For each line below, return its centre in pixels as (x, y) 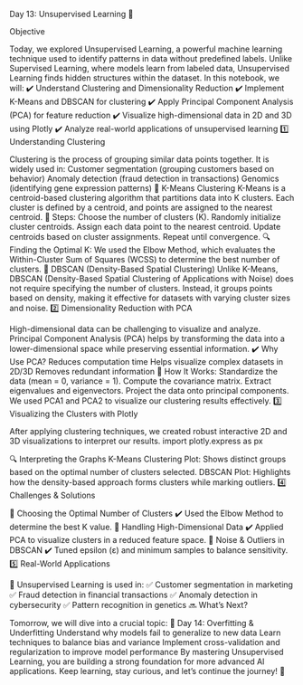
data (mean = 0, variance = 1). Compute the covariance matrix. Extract (140, 381)
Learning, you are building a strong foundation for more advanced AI (137, 661)
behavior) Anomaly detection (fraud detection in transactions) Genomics (144, 178)
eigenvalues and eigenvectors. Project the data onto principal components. (149, 390)
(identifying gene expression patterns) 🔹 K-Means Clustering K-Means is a (148, 188)
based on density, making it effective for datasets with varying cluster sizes (150, 298)
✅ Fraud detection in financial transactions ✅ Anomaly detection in (133, 595)
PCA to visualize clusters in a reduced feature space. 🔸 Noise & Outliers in (147, 540)
